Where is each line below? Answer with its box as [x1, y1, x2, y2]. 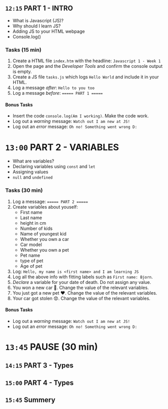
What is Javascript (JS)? [12, 17, 64, 23]
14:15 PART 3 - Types [5, 361, 74, 370]
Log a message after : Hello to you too [12, 85, 95, 91]
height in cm [20, 220, 47, 226]
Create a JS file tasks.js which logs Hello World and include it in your [12, 74, 159, 80]
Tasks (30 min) [5, 187, 43, 194]
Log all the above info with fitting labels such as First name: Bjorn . [12, 273, 153, 280]
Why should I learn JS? [12, 23, 61, 29]
